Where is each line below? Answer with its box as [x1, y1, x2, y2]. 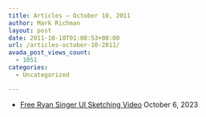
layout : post [8, 26, 52, 34]
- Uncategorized [15, 71, 70, 79]
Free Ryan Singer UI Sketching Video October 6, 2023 [19, 99, 199, 109]
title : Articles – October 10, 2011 [8, 11, 131, 20]
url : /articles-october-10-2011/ [8, 41, 120, 49]
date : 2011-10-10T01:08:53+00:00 [8, 33, 120, 42]
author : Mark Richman [8, 19, 81, 27]
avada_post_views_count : [8, 49, 91, 57]
